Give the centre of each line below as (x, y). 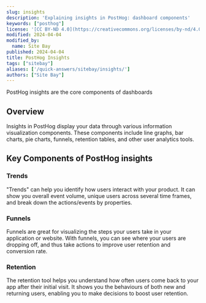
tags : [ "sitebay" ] (30, 63)
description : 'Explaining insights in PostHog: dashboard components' (98, 18)
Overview (25, 111)
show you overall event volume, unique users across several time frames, (99, 196)
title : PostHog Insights (38, 58)
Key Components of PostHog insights (80, 159)
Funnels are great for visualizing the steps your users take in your (89, 232)
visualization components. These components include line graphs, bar (95, 133)
